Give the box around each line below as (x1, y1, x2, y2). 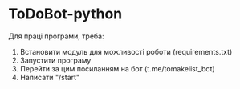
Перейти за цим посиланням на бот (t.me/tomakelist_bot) (19, 63, 215, 73)
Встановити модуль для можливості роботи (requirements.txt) (19, 47, 233, 56)
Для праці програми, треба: (8, 31, 104, 41)
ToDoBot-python (8, 5, 123, 23)
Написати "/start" (19, 72, 80, 82)
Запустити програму (19, 55, 92, 65)
